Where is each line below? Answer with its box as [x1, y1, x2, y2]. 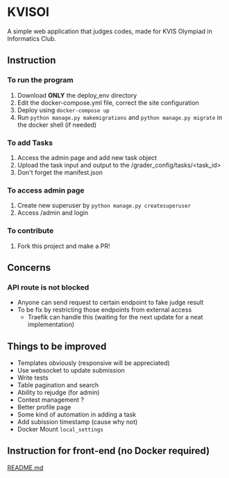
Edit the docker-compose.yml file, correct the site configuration [17, 98, 199, 107]
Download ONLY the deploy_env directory [17, 91, 137, 99]
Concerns [7, 261, 51, 274]
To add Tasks [7, 138, 53, 148]
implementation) [27, 320, 75, 329]
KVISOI [7, 4, 50, 20]
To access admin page [7, 185, 85, 195]
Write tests [17, 373, 49, 382]
